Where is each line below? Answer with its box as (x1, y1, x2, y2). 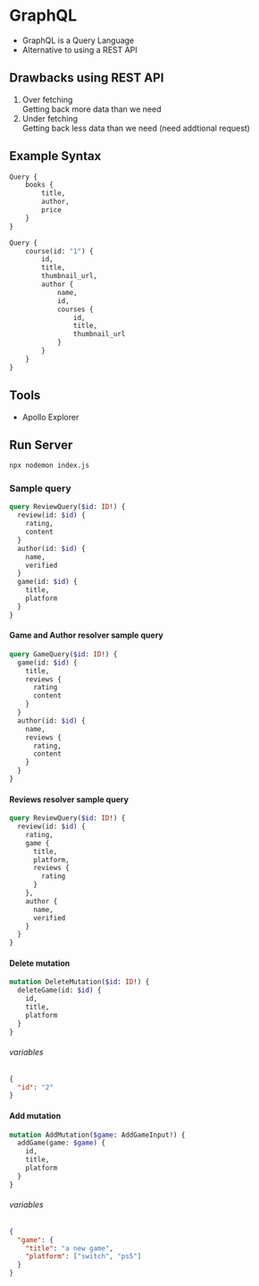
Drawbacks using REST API (9, 71, 164, 86)
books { (25, 181, 54, 190)
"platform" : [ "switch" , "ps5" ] (25, 1252, 142, 1261)
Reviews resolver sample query (9, 793, 129, 805)
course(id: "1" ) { (25, 247, 94, 256)
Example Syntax (9, 148, 102, 164)
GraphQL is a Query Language (21, 35, 135, 46)
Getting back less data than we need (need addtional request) (21, 123, 250, 133)
